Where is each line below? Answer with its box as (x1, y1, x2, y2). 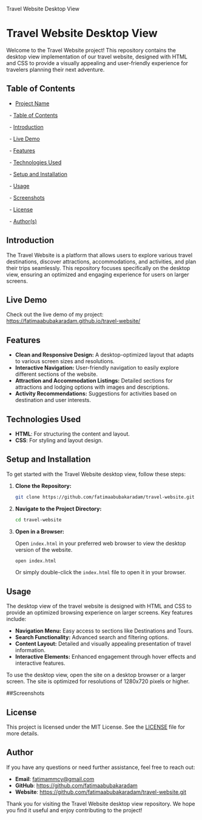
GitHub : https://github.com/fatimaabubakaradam (15, 782, 138, 789)
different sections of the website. (15, 370, 98, 378)
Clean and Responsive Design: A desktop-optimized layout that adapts (15, 351, 194, 358)
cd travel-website (15, 516, 62, 523)
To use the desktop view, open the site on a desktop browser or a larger (6, 672, 186, 679)
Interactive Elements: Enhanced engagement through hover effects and (15, 653, 196, 661)
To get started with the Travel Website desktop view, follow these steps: (6, 470, 186, 478)
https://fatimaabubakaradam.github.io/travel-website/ (6, 318, 141, 325)
